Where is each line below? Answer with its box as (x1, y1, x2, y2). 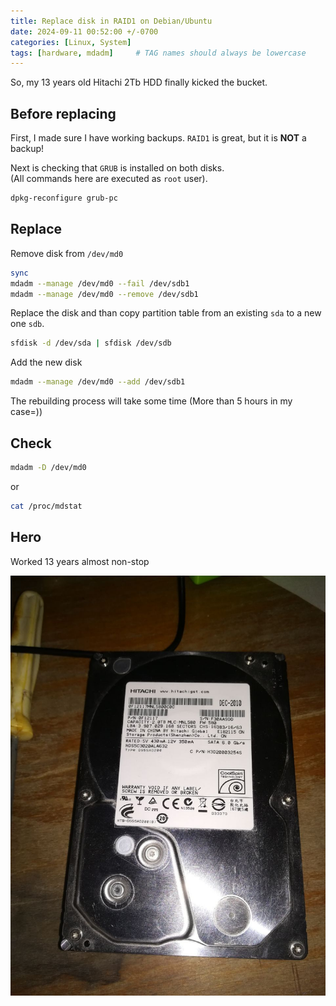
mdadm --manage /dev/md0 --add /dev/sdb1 (10, 377, 186, 387)
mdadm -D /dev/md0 (10, 462, 87, 472)
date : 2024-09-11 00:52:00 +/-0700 (10, 26, 159, 37)
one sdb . (10, 318, 45, 330)
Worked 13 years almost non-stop (10, 555, 150, 567)
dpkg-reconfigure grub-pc (10, 193, 118, 204)
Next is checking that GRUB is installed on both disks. (10, 162, 225, 174)
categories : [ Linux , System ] (10, 37, 132, 47)
